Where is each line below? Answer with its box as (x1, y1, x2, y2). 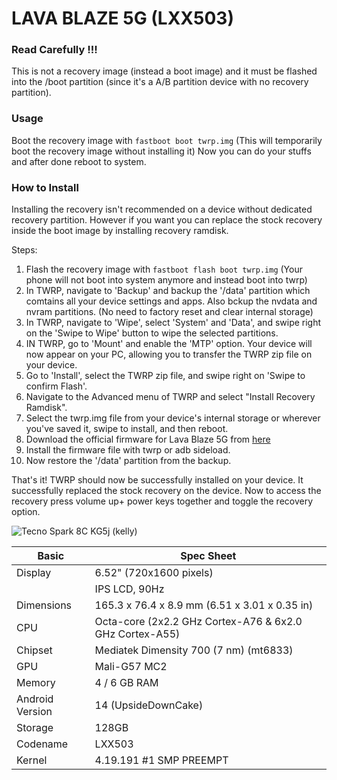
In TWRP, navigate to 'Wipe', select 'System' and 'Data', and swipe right (25, 317, 322, 329)
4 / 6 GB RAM (94, 676, 159, 690)
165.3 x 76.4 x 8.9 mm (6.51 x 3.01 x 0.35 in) (94, 598, 314, 612)
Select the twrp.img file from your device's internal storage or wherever (25, 412, 321, 424)
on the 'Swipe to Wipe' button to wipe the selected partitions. (25, 327, 279, 339)
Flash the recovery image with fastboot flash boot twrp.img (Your (25, 263, 303, 276)
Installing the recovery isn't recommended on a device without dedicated (11, 203, 313, 216)
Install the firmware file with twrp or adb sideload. (25, 444, 231, 456)
